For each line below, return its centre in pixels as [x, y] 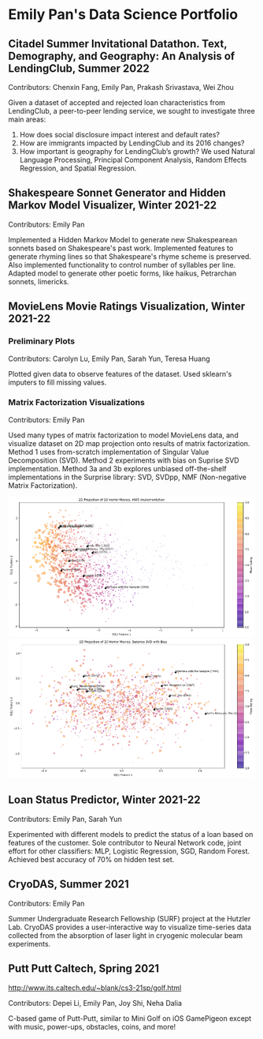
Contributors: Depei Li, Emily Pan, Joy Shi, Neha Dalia [95, 1003]
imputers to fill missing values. [57, 382]
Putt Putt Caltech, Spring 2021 [84, 969]
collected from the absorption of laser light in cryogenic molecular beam [126, 935]
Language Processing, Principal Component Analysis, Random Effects [133, 160]
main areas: [27, 119]
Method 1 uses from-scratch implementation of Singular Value [109, 452]
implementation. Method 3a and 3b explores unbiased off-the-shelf [117, 468]
